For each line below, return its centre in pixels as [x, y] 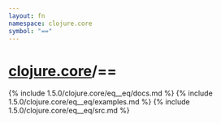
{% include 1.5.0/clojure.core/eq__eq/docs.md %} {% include [110, 93]
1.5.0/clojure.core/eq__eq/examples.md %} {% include [99, 102]
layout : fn [27, 16]
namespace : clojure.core [50, 23]
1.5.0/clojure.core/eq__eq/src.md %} [69, 111]
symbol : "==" [30, 31]
